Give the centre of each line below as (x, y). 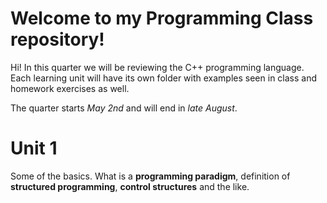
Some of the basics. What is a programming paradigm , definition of (150, 176)
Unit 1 (34, 148)
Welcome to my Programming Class (162, 18)
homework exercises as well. (70, 88)
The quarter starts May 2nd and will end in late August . (124, 108)
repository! (57, 39)
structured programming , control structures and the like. (130, 186)
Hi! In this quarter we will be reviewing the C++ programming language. (157, 67)
